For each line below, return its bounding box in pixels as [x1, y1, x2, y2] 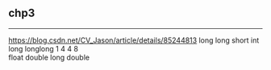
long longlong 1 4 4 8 [8, 43, 79, 53]
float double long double [8, 52, 90, 62]
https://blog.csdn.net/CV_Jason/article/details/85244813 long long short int [8, 35, 260, 45]
